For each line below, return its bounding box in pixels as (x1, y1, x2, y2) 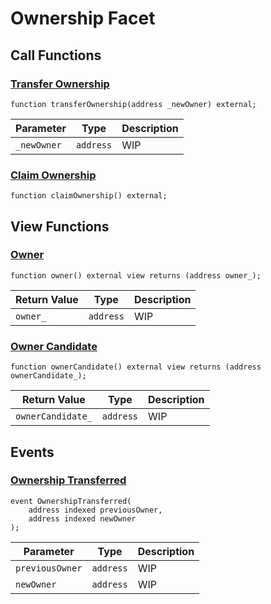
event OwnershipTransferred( (10, 496, 132, 506)
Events (10, 443, 55, 461)
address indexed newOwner (28, 513, 137, 524)
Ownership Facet (10, 7, 156, 30)
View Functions (10, 218, 110, 235)
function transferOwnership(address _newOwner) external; (10, 99, 257, 109)
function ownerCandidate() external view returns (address (10, 362, 262, 372)
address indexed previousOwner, (28, 505, 163, 515)
